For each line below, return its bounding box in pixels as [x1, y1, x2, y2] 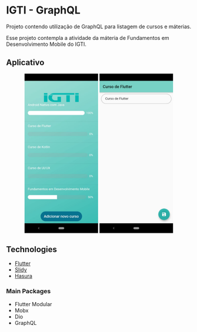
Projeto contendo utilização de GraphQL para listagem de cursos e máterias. [6, 23, 192, 30]
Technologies [6, 244, 58, 254]
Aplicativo [6, 58, 45, 68]
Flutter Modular [14, 300, 52, 307]
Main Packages [6, 287, 51, 296]
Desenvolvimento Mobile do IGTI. [6, 41, 87, 48]
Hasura [14, 273, 32, 280]
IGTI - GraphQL [6, 4, 81, 17]
